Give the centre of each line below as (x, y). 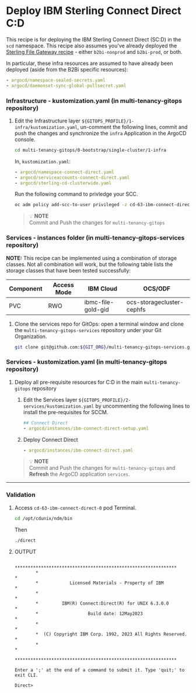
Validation (21, 495)
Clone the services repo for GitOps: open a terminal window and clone (99, 324)
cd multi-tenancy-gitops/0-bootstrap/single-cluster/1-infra (90, 150)
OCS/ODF (157, 288)
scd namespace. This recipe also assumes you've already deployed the (92, 46)
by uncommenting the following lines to (143, 406)
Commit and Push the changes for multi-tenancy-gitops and (102, 468)
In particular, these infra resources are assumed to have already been (90, 63)
